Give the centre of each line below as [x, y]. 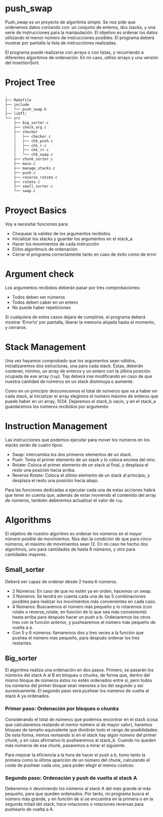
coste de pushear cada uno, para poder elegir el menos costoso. [70, 765]
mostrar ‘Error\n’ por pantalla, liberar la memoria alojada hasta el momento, [80, 322]
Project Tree [30, 82]
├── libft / [16, 114]
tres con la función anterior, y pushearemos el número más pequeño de [84, 622]
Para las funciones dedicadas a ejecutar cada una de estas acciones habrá [80, 490]
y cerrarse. [16, 327]
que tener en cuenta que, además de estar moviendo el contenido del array [81, 495]
